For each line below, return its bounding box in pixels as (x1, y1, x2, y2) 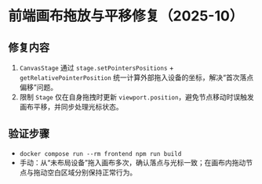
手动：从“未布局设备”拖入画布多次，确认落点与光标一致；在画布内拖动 (19, 157, 246, 167)
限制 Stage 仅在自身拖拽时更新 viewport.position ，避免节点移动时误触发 (19, 92, 255, 102)
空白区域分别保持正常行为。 (46, 168, 137, 177)
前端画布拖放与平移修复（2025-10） (8, 7, 244, 25)
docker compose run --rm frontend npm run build (19, 150, 182, 157)
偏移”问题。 (19, 83, 57, 92)
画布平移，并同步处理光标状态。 (19, 103, 123, 111)
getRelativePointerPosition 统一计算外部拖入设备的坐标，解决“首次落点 (19, 73, 254, 82)
